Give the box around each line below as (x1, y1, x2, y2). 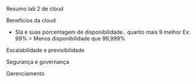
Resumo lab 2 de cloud (6, 5, 64, 12)
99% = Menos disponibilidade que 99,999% (15, 35, 126, 42)
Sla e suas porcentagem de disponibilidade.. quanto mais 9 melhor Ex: (15, 28, 191, 36)
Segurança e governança (6, 58, 70, 65)
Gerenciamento (6, 70, 45, 77)
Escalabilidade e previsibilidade (6, 46, 85, 54)
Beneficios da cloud (6, 17, 56, 24)
